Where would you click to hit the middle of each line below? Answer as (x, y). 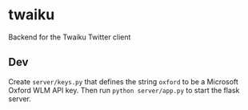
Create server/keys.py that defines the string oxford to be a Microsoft (123, 81)
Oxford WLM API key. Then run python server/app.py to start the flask (124, 90)
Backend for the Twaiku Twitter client (70, 37)
